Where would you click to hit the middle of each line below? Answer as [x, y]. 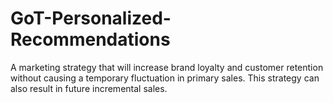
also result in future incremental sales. [89, 88]
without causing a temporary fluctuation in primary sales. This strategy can [165, 78]
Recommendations [90, 39]
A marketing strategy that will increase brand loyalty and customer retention [167, 67]
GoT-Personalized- [91, 18]
